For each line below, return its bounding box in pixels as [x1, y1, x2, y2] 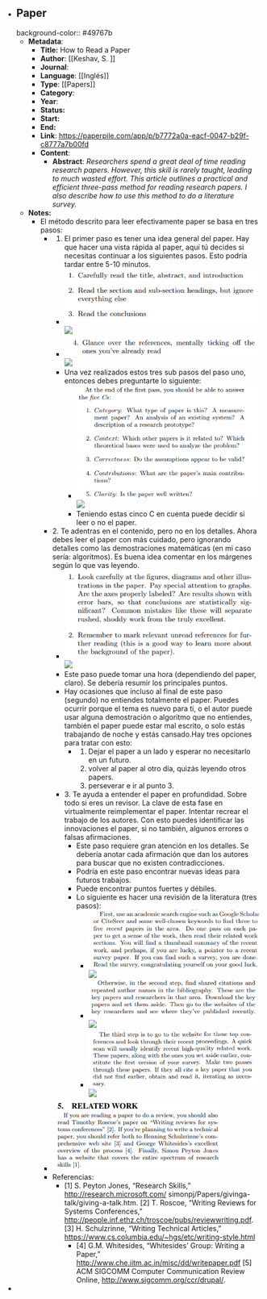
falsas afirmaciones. [64, 832, 131, 842]
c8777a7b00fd [40, 139, 90, 148]
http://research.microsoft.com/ [64, 1189, 167, 1199]
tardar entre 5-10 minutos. [64, 259, 151, 269]
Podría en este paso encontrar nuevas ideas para [76, 867, 240, 876]
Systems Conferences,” [64, 1206, 143, 1216]
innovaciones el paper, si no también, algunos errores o [64, 823, 248, 833]
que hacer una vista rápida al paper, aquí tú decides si [64, 242, 244, 252]
